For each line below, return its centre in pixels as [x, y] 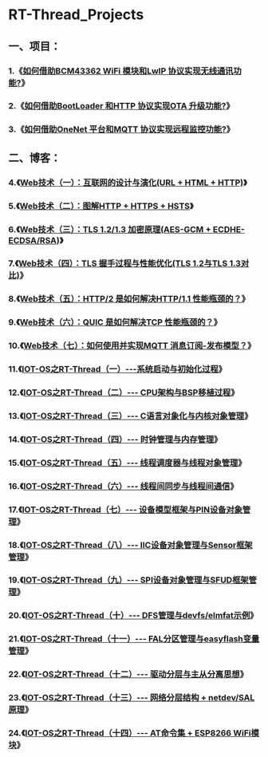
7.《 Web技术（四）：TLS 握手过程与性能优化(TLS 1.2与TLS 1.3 [125, 263]
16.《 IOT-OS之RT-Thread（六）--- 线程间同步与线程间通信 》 [123, 486]
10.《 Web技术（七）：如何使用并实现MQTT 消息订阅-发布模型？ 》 [132, 346]
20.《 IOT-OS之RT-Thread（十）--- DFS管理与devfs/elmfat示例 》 [133, 616]
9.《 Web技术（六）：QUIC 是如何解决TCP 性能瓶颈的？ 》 [115, 322]
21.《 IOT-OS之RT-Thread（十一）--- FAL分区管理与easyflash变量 [134, 639]
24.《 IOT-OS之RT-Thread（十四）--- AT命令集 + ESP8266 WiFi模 [134, 733]
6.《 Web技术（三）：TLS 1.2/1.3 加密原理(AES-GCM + [110, 229]
